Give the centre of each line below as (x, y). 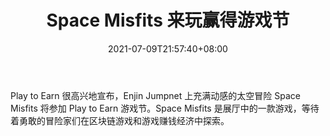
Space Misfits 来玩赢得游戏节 (168, 20)
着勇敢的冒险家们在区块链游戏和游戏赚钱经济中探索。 (120, 120)
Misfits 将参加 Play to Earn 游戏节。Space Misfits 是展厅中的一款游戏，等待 (165, 108)
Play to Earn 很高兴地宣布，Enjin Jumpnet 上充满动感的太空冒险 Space (155, 95)
